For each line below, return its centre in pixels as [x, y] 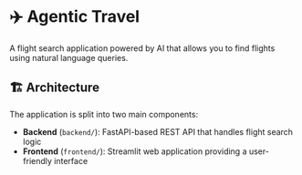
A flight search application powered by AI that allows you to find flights [142, 48]
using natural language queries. [69, 57]
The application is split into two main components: [104, 114]
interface [71, 160]
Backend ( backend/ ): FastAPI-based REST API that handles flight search [158, 131]
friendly [37, 160]
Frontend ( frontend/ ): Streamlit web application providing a [135, 151]
